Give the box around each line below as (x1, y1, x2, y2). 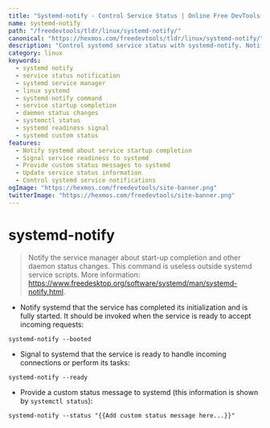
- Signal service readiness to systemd (15, 154, 149, 162)
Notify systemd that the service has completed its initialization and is (19, 302, 248, 312)
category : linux (8, 49, 63, 57)
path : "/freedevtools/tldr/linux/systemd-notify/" (8, 27, 182, 35)
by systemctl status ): (19, 396, 93, 405)
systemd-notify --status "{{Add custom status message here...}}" (8, 411, 235, 419)
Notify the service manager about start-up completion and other (27, 253, 241, 262)
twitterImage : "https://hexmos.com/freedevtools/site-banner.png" (8, 191, 235, 200)
